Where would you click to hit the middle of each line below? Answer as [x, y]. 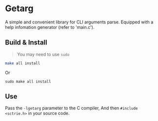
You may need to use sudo [43, 54]
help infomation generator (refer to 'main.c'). [50, 27]
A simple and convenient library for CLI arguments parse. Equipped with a [79, 22]
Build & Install [26, 43]
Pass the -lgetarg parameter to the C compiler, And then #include [71, 108]
